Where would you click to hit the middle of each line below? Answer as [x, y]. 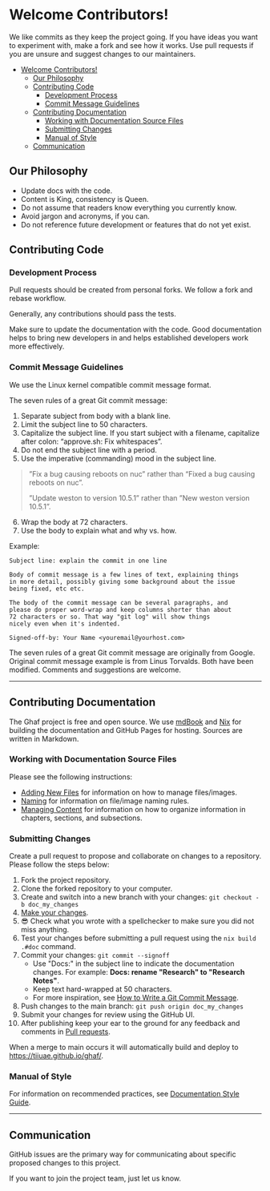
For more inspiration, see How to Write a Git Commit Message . [135, 998]
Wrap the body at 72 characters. [74, 521]
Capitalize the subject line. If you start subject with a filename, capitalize [140, 433]
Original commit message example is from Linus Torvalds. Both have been [131, 661]
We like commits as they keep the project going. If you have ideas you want [134, 37]
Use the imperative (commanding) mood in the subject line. [119, 458]
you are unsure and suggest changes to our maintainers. [103, 54]
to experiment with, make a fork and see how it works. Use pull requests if [131, 45]
